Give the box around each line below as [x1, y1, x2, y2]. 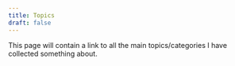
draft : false [8, 19, 52, 27]
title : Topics [8, 11, 56, 20]
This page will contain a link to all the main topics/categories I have [8, 40, 228, 49]
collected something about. [8, 49, 98, 58]
